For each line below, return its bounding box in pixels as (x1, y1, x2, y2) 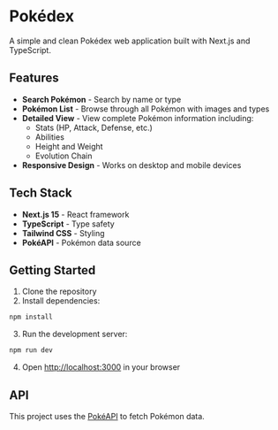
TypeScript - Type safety (21, 219, 115, 229)
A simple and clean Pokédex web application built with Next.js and (9, 35, 251, 46)
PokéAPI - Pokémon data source (21, 237, 141, 248)
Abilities (34, 131, 64, 142)
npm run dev (9, 346, 53, 355)
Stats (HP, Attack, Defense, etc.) (34, 122, 153, 133)
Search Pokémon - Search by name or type (21, 94, 182, 104)
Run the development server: (21, 329, 128, 340)
